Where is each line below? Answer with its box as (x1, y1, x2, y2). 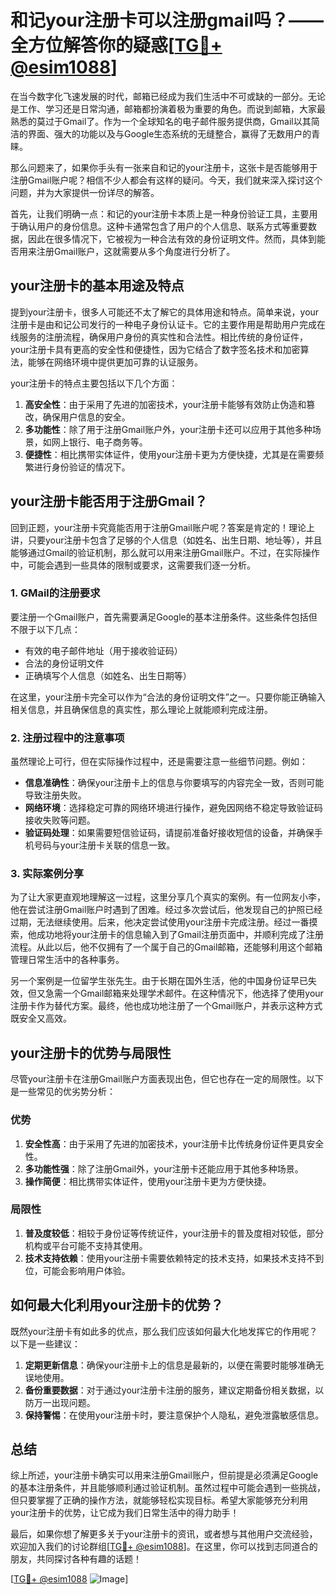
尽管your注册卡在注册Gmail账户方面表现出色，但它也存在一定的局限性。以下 (10, 1073, 324, 1085)
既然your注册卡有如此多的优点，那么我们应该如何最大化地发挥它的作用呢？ (10, 1325, 318, 1337)
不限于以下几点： (10, 623, 81, 635)
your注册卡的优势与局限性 (10, 1044, 172, 1061)
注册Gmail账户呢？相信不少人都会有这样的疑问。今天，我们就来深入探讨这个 (10, 174, 323, 186)
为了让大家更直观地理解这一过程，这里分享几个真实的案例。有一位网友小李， (10, 891, 326, 903)
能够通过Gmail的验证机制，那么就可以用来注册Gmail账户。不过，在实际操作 (10, 546, 320, 558)
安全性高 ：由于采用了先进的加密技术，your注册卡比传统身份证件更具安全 (24, 1137, 325, 1150)
